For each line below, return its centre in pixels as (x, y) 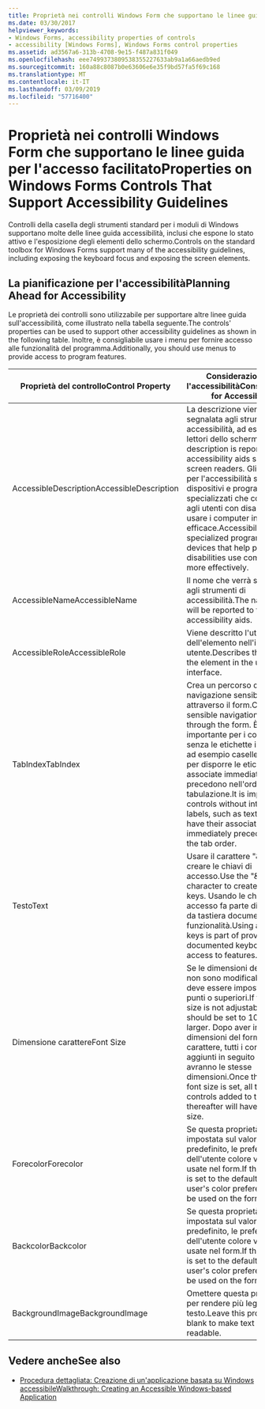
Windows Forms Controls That (110, 186)
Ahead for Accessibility (67, 295)
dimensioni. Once (218, 1077)
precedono (207, 784)
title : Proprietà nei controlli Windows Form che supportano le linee (127, 15)
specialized (207, 538)
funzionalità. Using (220, 925)
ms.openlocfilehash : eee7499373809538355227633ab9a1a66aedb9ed (114, 60)
